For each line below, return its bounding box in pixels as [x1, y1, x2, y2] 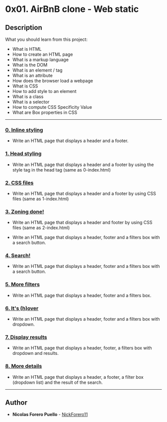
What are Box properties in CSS [12, 109, 78, 115]
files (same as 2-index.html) [12, 225, 70, 231]
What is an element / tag [12, 67, 63, 73]
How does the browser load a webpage [12, 78, 93, 84]
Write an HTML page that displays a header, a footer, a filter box [12, 374, 144, 380]
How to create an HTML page [12, 51, 73, 57]
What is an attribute [12, 73, 53, 78]
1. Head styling [5, 150, 42, 157]
